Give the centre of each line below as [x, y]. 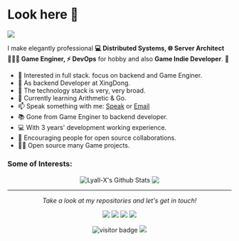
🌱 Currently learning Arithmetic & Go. [72, 98]
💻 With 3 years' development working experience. [92, 127]
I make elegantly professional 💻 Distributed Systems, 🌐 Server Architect [116, 48]
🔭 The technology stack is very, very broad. [81, 90]
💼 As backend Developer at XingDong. [74, 83]
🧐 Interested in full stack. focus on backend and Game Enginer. [110, 75]
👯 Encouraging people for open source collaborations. [97, 138]
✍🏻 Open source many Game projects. [74, 145]
